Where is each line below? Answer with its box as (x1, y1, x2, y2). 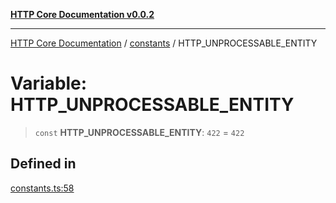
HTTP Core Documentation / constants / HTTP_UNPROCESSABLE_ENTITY (10, 37, 318, 49)
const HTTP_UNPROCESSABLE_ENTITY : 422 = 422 (34, 126, 245, 138)
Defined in (10, 155, 77, 173)
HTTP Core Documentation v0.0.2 (10, 9, 155, 20)
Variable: (10, 72, 88, 95)
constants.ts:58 (10, 182, 75, 194)
